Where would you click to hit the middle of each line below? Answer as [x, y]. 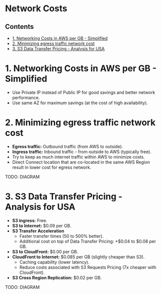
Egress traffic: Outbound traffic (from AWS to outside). [68, 146]
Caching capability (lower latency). [54, 262]
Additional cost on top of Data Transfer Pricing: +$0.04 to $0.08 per [88, 241]
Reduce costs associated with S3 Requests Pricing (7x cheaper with [88, 267]
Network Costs [36, 9]
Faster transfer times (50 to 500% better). [61, 236]
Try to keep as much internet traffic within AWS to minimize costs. [78, 157]
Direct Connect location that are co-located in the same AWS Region [81, 162]
